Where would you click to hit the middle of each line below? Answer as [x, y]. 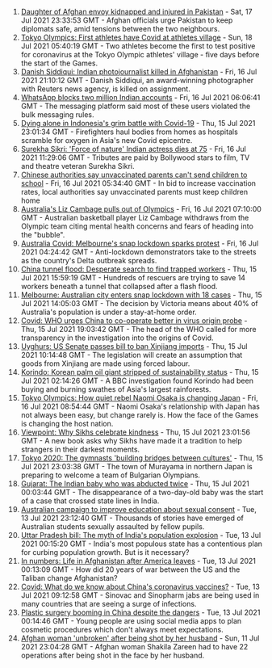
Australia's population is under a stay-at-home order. [109, 312]
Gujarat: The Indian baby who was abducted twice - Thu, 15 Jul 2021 [135, 483]
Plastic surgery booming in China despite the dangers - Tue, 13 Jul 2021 [140, 612]
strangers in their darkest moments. [80, 449]
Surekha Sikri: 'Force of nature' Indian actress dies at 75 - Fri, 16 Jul [134, 149]
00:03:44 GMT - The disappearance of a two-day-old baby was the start [142, 492]
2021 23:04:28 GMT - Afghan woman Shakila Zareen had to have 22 [134, 647]
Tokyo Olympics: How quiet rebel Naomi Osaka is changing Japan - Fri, [139, 398]
